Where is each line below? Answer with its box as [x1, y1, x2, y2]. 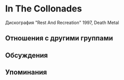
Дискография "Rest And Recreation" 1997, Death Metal [5, 19, 119, 25]
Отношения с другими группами [5, 34, 113, 42]
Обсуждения [5, 51, 48, 59]
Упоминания [5, 68, 47, 76]
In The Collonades [5, 3, 82, 14]
